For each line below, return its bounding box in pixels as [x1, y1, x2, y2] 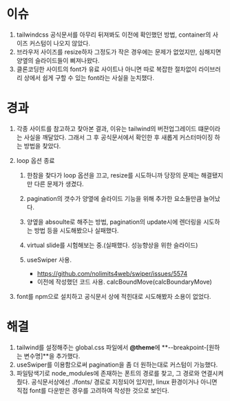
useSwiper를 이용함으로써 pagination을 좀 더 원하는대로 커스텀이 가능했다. [16, 360, 218, 369]
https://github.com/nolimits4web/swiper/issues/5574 [36, 269, 187, 277]
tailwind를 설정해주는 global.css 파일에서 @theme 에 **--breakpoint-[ [16, 343, 209, 351]
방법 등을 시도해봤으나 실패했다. [34, 226, 119, 235]
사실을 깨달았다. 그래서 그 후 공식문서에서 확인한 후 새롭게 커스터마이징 [23, 133, 213, 141]
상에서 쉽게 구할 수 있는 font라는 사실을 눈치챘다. [23, 73, 154, 81]
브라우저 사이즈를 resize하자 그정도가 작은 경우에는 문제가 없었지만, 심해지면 [16, 48, 222, 56]
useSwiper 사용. [26, 255, 72, 264]
